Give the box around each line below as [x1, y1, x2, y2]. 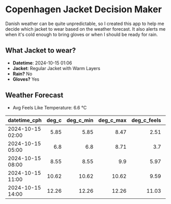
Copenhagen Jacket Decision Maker [5, 4, 162, 15]
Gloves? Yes [12, 76, 40, 82]
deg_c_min [66, 117, 94, 124]
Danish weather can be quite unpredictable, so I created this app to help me [5, 20, 164, 27]
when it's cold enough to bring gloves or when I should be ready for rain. [5, 31, 158, 37]
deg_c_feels [131, 117, 161, 124]
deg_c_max [98, 117, 127, 124]
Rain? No [12, 71, 33, 77]
